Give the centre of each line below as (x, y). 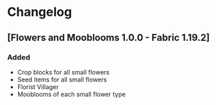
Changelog (40, 12)
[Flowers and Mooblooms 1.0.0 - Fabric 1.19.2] (109, 38)
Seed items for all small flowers (62, 79)
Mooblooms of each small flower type (72, 94)
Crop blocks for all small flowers (63, 72)
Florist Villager (38, 86)
